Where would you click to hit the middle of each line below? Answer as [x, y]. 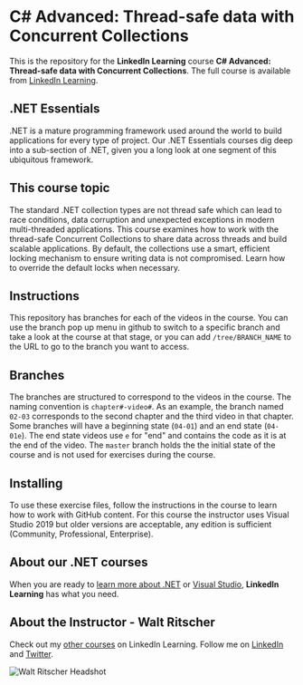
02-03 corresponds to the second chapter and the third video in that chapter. [151, 416]
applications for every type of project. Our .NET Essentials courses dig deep [151, 140]
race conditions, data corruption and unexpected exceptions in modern [142, 219]
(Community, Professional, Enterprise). [81, 534]
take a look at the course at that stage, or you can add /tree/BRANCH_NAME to [151, 337]
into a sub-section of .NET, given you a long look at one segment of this [143, 150]
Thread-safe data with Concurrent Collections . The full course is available [150, 71]
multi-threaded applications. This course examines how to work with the [144, 229]
